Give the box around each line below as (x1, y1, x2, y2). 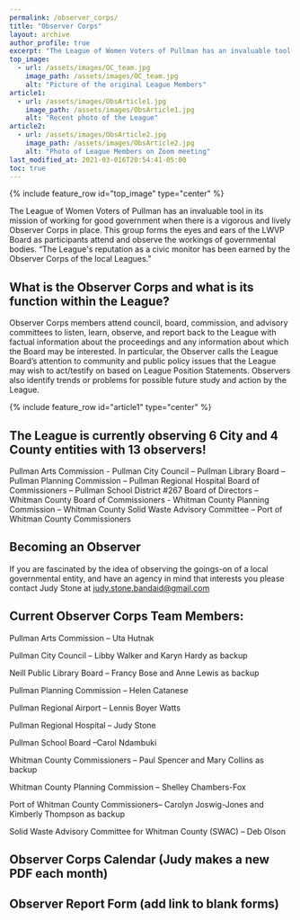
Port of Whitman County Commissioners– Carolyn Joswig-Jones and (9, 799, 265, 809)
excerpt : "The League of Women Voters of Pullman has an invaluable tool (9, 47, 292, 56)
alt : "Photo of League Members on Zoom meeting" (25, 147, 211, 156)
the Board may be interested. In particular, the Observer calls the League (9, 346, 278, 357)
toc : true (9, 164, 47, 173)
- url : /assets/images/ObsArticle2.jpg (17, 130, 167, 139)
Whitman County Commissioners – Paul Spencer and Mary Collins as (9, 755, 265, 765)
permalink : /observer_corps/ (9, 13, 119, 22)
